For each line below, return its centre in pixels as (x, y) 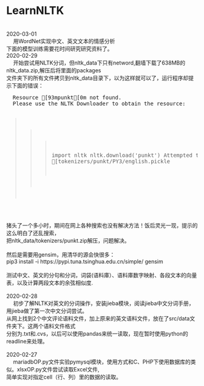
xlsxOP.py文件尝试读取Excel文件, (58, 369)
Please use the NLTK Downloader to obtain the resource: (99, 103)
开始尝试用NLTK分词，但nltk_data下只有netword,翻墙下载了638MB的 (99, 63)
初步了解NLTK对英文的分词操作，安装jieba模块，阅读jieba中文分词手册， (104, 303)
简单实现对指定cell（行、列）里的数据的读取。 (64, 377)
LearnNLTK (35, 11)
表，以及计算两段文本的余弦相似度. (50, 283)
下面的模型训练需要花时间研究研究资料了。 (59, 49)
